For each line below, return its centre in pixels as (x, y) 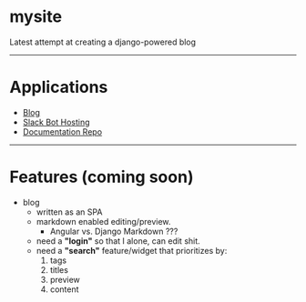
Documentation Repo (62, 131)
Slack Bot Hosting (56, 122)
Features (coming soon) (102, 177)
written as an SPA (69, 212)
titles (59, 269)
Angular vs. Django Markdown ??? (114, 231)
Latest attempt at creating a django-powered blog (103, 42)
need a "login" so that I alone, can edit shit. (118, 241)
